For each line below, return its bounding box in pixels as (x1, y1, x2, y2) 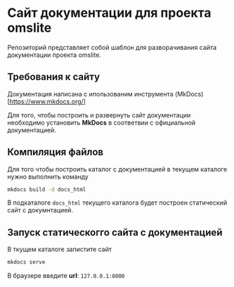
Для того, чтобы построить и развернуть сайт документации (7, 110, 191, 119)
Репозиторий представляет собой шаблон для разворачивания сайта (7, 43, 216, 51)
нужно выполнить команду (7, 172, 89, 181)
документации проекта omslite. (7, 51, 102, 59)
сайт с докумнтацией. (7, 206, 74, 215)
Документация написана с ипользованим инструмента (7, 89, 174, 98)
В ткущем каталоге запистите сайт (7, 245, 112, 254)
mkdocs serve (7, 259, 46, 266)
